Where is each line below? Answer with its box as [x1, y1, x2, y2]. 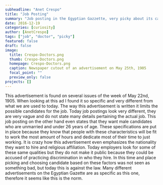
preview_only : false [9, 75, 51, 80]
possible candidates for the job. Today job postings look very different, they [5, 108, 156, 114]
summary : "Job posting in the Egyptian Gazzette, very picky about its [5, 16, 153, 21]
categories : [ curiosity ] [5, 25, 55, 30]
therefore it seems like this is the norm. [5, 175, 83, 181]
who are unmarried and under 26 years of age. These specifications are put [5, 123, 157, 129]
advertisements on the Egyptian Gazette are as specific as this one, [5, 170, 140, 176]
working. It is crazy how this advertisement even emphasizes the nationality [5, 139, 157, 145]
